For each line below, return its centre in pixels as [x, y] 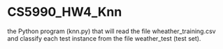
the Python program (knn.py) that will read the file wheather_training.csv [111, 31]
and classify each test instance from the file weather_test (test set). [104, 38]
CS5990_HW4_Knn [65, 12]
